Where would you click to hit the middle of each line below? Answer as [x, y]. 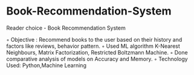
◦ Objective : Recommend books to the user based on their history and [94, 39]
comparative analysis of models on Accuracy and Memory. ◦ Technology [97, 59]
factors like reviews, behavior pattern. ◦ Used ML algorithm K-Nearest [93, 46]
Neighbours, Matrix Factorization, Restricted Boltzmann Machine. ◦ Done [97, 52]
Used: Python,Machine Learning [46, 65]
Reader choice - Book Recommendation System [66, 28]
